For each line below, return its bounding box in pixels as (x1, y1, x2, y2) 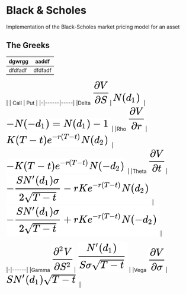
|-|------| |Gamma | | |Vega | (6, 267, 168, 273)
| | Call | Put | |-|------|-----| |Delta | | (6, 99, 146, 106)
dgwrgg (8, 58, 28, 65)
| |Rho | (111, 125, 147, 132)
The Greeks (6, 40, 50, 50)
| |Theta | (127, 167, 168, 175)
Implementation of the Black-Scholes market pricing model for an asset (6, 23, 180, 30)
